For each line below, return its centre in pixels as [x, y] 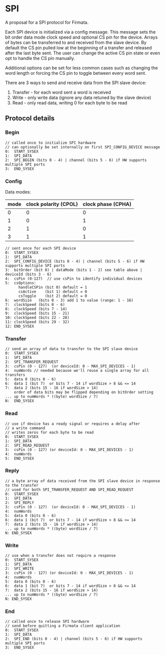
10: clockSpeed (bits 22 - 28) [37, 317]
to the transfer [22, 485]
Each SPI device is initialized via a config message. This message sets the [81, 32]
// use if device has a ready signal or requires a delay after [73, 424]
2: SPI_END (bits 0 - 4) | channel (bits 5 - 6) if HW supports [74, 639]
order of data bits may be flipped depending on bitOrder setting [84, 392]
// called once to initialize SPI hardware [51, 143]
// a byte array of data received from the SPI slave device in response [83, 481]
